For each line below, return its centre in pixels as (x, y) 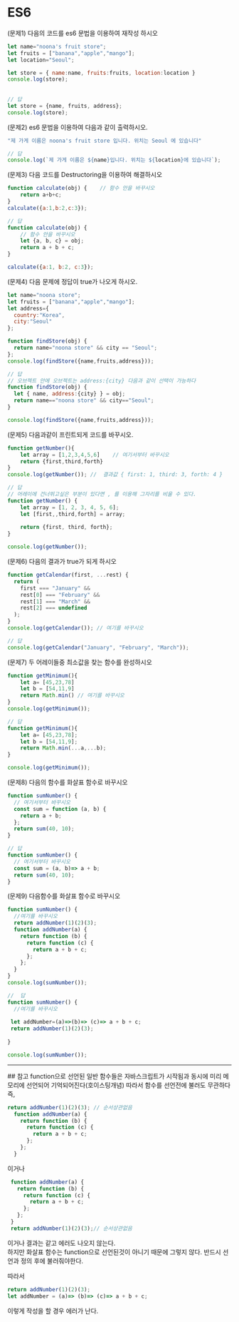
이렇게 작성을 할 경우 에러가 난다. (53, 1311)
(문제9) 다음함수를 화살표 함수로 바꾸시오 (64, 896)
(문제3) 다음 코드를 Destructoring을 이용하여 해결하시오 (85, 175)
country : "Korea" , (39, 315)
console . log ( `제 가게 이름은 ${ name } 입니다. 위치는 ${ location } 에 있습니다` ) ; (114, 160)
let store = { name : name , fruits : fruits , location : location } (101, 73)
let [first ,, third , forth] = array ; (73, 514)
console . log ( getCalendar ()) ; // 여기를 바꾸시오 (75, 628)
